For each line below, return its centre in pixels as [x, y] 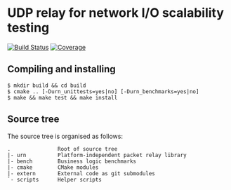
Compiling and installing [61, 69]
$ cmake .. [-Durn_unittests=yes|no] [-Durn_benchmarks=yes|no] [103, 91]
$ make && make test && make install [62, 97]
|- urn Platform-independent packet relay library [97, 155]
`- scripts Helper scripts [54, 179]
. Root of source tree [62, 149]
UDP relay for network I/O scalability [116, 13]
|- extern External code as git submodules [81, 173]
